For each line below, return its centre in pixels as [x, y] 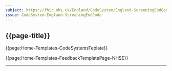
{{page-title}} [28, 36]
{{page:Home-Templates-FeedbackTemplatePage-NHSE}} [67, 58]
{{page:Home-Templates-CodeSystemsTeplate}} [57, 48]
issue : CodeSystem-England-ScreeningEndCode [53, 15]
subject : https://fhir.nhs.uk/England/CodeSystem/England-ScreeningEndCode [88, 10]
